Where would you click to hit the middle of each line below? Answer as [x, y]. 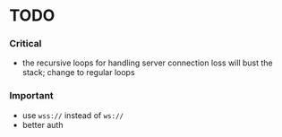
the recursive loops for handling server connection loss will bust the [147, 63]
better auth [43, 124]
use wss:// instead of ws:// [73, 115]
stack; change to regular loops [79, 73]
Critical [26, 44]
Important [31, 96]
